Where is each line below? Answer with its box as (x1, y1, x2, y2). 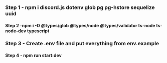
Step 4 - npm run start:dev (5, 53, 62, 59)
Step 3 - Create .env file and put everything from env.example (5, 40, 159, 47)
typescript (27, 28, 50, 34)
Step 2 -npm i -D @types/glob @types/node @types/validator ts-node (5, 22, 155, 28)
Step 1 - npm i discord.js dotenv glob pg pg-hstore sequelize (5, 4, 155, 11)
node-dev (5, 28, 27, 34)
